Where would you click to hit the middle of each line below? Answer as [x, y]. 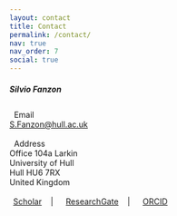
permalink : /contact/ [50, 34]
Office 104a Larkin [44, 153]
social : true [34, 60]
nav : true [28, 43]
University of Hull [42, 163]
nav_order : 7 [34, 52]
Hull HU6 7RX [35, 172]
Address [29, 144]
